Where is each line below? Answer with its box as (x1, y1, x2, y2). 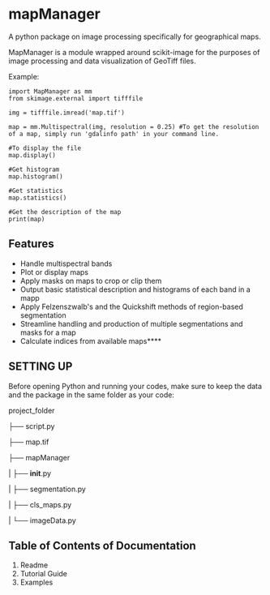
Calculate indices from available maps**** (19, 336, 162, 345)
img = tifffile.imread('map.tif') (8, 109, 126, 117)
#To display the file (8, 143, 82, 152)
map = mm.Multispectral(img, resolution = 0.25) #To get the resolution (8, 122, 259, 131)
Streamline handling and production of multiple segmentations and (19, 319, 243, 328)
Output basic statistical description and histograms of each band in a (19, 285, 251, 294)
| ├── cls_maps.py (8, 499, 72, 509)
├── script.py (8, 421, 55, 430)
